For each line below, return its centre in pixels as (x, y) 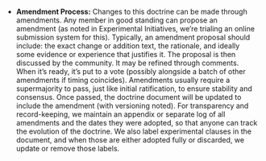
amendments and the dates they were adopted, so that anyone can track (137, 123)
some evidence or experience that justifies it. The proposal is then (126, 54)
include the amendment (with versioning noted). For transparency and (132, 105)
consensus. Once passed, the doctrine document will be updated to (129, 97)
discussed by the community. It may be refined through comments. (127, 63)
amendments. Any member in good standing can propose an (116, 20)
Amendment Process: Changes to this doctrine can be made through (131, 12)
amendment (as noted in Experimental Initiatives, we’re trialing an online (135, 29)
